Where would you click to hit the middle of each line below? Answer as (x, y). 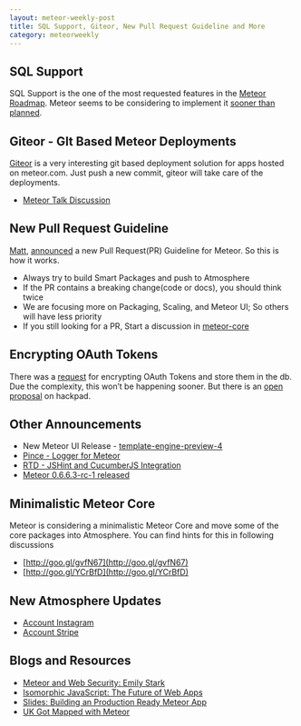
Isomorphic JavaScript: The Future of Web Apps (112, 692)
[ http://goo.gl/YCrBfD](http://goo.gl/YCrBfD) (105, 572)
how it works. (34, 260)
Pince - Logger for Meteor (71, 456)
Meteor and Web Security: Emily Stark (94, 682)
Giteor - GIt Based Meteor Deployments (123, 141)
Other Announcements (76, 425)
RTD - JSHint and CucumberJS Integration (102, 465)
